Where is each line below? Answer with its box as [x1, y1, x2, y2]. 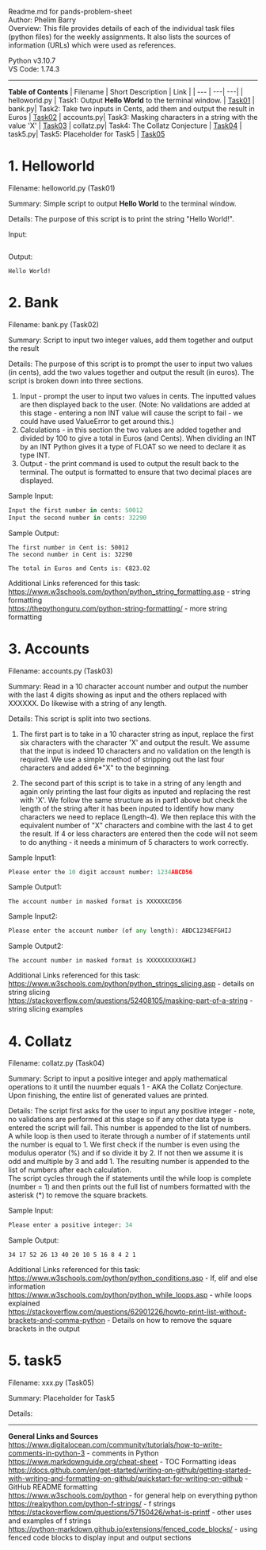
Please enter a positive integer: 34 [8, 1221, 133, 1229]
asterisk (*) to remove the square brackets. [8, 1190, 149, 1200]
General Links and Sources [8, 1432, 99, 1441]
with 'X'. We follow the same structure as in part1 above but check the [19, 795, 248, 804]
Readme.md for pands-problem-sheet [8, 7, 132, 16]
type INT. [19, 450, 51, 460]
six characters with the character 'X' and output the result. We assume [19, 738, 250, 747]
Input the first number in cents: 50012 [8, 506, 144, 515]
